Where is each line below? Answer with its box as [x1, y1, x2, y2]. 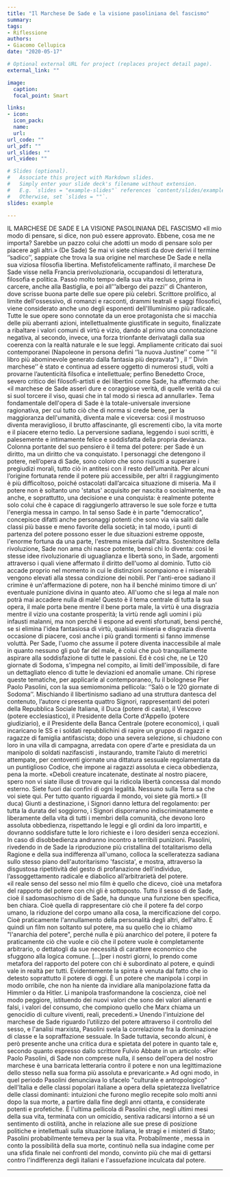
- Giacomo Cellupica [7, 42, 66, 49]
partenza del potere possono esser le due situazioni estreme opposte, [7, 530, 205, 538]
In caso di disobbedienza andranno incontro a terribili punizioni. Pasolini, [7, 836, 212, 844]
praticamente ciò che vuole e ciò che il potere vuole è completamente [7, 938, 204, 946]
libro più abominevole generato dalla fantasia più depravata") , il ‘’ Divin [7, 356, 208, 364]
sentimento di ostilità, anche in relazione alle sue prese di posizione [7, 1119, 198, 1128]
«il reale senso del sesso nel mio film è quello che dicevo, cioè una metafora [7, 880, 222, 888]
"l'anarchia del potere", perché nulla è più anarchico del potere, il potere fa [7, 930, 218, 939]
